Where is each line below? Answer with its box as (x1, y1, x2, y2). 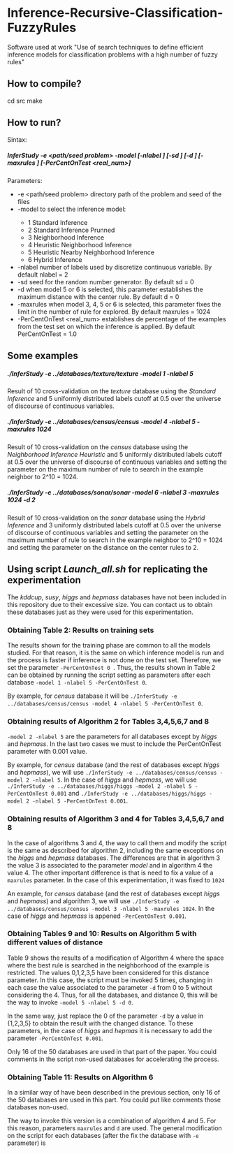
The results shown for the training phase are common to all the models (7, 641, 211, 649)
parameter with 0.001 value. (7, 747, 87, 756)
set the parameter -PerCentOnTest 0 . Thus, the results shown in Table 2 (7, 663, 216, 671)
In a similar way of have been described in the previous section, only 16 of (7, 1088, 221, 1097)
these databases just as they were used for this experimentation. (7, 608, 193, 616)
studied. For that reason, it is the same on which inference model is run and (7, 648, 224, 657)
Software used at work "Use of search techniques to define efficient (7, 43, 204, 51)
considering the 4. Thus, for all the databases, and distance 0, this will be (7, 991, 218, 999)
